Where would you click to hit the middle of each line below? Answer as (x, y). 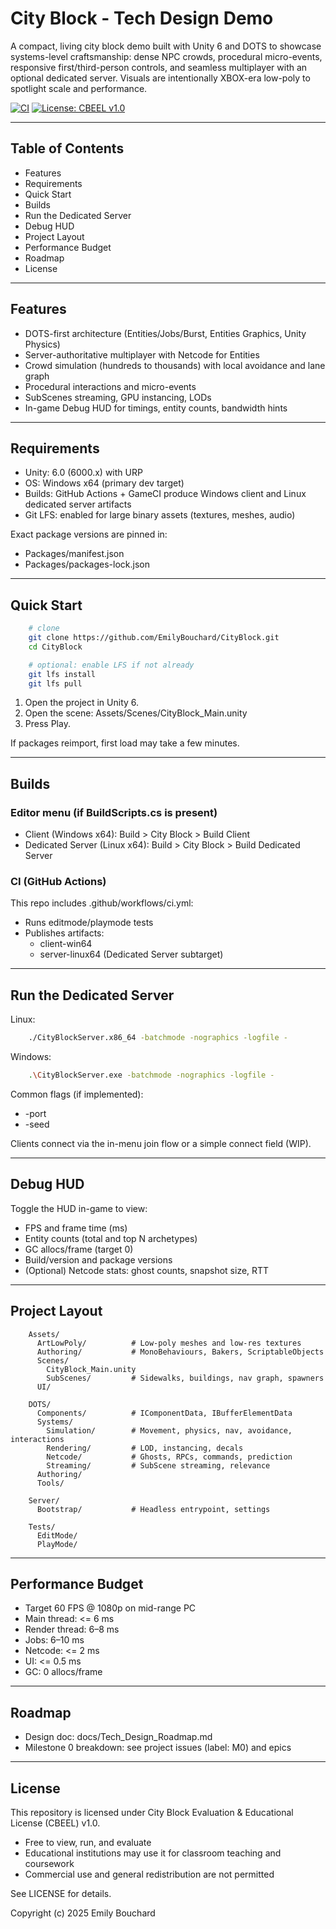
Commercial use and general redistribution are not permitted (149, 1874)
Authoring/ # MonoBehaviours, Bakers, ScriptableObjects (180, 1352)
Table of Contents (67, 148)
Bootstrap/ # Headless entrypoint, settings (153, 1509)
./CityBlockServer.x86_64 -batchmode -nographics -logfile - (158, 1038)
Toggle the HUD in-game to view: (79, 1208)
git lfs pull (55, 683)
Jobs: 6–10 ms (54, 1640)
